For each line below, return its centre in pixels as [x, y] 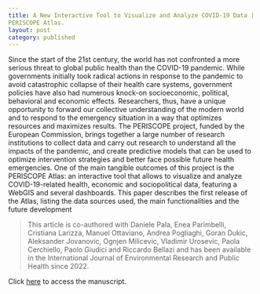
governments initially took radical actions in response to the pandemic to [126, 76]
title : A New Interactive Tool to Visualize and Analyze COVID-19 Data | [132, 15]
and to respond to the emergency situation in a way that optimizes [115, 118]
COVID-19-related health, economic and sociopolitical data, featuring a [123, 184]
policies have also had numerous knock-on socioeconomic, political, [119, 93]
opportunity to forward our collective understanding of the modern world [126, 110]
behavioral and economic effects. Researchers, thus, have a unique [117, 101]
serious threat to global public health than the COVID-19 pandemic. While [126, 68]
